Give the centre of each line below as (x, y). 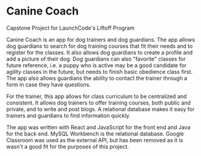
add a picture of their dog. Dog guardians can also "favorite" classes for (96, 59)
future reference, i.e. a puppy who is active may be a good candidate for (97, 65)
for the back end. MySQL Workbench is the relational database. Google (95, 134)
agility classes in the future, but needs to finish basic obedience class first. (100, 71)
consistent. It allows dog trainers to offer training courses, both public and (98, 102)
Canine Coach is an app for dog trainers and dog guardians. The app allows (101, 39)
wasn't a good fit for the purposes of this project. (68, 146)
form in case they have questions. (48, 84)
